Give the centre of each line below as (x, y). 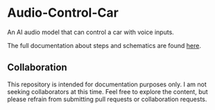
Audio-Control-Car (63, 13)
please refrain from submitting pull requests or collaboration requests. (107, 99)
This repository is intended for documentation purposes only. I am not (107, 84)
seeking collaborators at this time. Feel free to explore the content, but (108, 91)
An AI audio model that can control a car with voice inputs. (91, 32)
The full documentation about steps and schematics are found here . (104, 45)
